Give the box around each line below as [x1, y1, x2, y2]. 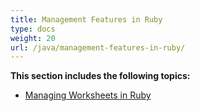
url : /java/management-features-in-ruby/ [10, 42, 186, 53]
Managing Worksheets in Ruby [24, 89, 152, 101]
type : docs [10, 24, 56, 34]
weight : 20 [10, 33, 56, 43]
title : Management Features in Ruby [10, 14, 163, 25]
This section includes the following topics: [10, 70, 191, 82]
